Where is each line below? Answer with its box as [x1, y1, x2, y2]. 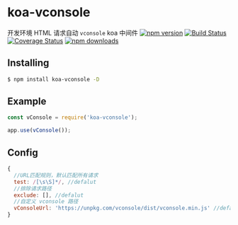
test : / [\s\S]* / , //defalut [13, 178, 97, 185]
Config [7, 146, 38, 158]
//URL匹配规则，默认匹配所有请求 [13, 171, 98, 179]
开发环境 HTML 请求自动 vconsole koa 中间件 [7, 28, 138, 37]
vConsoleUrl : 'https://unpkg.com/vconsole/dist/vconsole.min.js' [13, 204, 211, 212]
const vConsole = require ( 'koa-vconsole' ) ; [7, 114, 138, 121]
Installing [7, 57, 50, 69]
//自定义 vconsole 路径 [13, 198, 79, 205]
